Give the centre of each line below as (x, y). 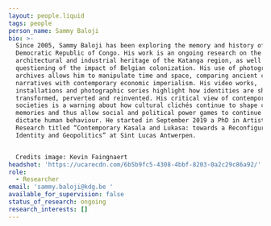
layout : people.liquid (46, 16)
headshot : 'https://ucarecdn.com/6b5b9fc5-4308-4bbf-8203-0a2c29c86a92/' (135, 164)
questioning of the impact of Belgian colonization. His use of (126, 68)
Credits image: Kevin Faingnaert (72, 157)
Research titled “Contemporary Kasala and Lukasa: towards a (121, 128)
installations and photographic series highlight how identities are (135, 90)
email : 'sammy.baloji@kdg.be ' (61, 187)
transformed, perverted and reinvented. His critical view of (122, 98)
